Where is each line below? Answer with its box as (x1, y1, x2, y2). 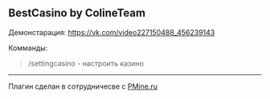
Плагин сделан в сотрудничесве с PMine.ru (8, 81, 158, 91)
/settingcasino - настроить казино (27, 58, 145, 68)
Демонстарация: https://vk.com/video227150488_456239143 (8, 27, 215, 37)
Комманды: (8, 43, 48, 53)
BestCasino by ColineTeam (8, 6, 146, 20)
